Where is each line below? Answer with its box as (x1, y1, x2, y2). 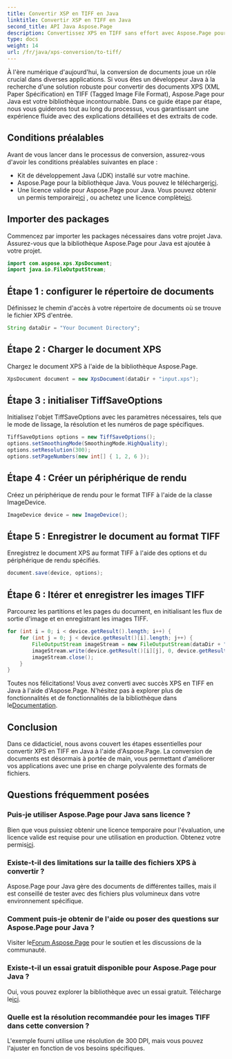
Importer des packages (7, 213, 110, 225)
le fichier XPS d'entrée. (7, 311, 73, 319)
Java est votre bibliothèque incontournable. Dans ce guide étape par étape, (7, 97, 222, 105)
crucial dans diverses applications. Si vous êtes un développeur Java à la (7, 75, 215, 83)
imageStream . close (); (32, 654, 95, 661)
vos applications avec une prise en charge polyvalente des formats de (7, 762, 207, 770)
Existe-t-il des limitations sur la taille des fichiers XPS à (7, 857, 197, 867)
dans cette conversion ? (7, 1021, 90, 1031)
